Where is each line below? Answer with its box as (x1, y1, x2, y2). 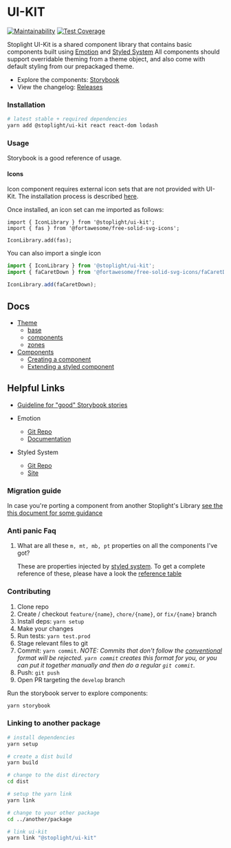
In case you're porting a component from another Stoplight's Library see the (7, 502, 223, 510)
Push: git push (16, 668, 60, 677)
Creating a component (27, 355, 91, 363)
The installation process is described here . (18, 192, 139, 200)
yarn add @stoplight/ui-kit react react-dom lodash (7, 122, 158, 129)
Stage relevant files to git (16, 639, 88, 647)
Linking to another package (7, 719, 101, 728)
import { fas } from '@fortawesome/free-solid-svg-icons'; (7, 225, 180, 232)
